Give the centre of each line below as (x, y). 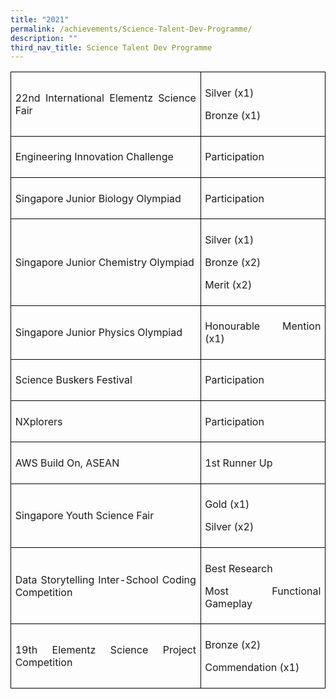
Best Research (238, 568)
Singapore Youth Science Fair (84, 516)
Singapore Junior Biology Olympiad (98, 198)
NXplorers (38, 421)
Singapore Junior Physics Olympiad (98, 333)
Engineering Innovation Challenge (94, 157)
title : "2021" (40, 19)
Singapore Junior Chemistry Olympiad (104, 262)
